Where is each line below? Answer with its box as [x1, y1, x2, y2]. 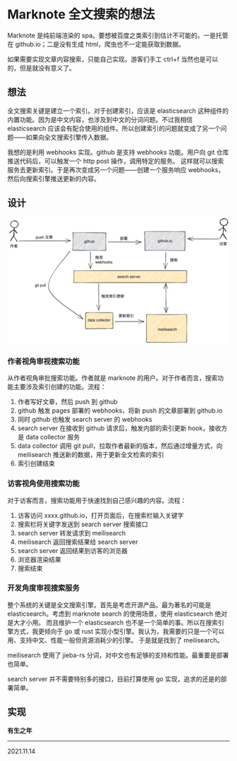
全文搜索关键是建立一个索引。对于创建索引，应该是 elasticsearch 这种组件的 [7, 106, 229, 115]
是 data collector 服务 [17, 433, 80, 442]
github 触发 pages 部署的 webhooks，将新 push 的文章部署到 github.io [17, 406, 223, 415]
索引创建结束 [17, 459, 55, 468]
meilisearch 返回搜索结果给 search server [17, 537, 139, 546]
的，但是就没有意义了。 [7, 63, 75, 72]
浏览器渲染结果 [17, 555, 61, 564]
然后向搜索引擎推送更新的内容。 [7, 174, 100, 183]
